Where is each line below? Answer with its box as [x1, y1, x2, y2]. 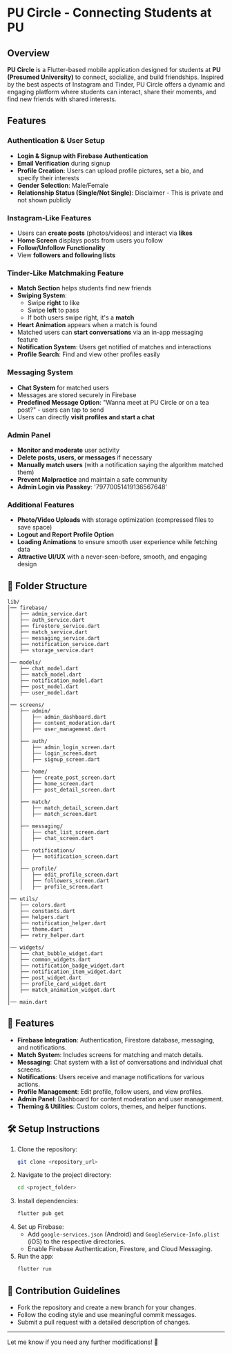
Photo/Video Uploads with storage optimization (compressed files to [17, 516, 214, 524]
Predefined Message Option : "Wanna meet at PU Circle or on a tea [17, 398, 209, 406]
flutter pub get [17, 1210, 64, 1217]
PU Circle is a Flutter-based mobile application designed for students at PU [7, 66, 221, 73]
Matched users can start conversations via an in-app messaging [17, 328, 204, 337]
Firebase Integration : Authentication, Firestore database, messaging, [17, 1036, 215, 1044]
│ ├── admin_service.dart [7, 610, 88, 618]
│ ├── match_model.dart [7, 671, 81, 678]
